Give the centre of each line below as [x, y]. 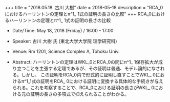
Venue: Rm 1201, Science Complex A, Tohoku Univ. [66, 51]
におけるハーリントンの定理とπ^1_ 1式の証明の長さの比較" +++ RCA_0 [78, 14]
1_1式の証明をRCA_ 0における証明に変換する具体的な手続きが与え [94, 81]
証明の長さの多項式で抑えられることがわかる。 [79, 94]
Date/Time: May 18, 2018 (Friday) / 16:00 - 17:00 [63, 30]
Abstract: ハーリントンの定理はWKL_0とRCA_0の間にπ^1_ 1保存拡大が [85, 62]
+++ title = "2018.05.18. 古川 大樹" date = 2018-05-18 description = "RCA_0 [84, 7]
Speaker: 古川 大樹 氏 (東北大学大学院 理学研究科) [65, 41]
